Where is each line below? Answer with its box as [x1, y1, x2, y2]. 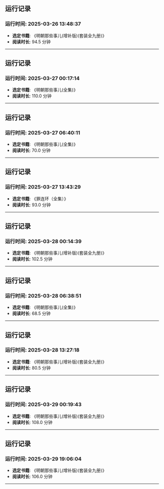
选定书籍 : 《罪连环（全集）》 [12, 195, 68, 202]
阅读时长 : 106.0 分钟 [12, 474, 53, 480]
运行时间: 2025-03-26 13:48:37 [5, 21, 82, 27]
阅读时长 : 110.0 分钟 [12, 93, 52, 99]
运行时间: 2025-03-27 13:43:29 [5, 184, 81, 190]
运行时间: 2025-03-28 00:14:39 [5, 238, 82, 245]
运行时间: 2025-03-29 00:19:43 [5, 401, 82, 408]
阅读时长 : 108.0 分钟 [12, 419, 53, 425]
